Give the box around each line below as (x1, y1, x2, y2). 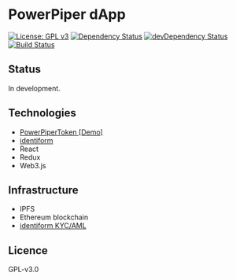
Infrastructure (8, 183, 79, 197)
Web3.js (19, 160, 46, 170)
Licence (8, 244, 49, 257)
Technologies (8, 106, 77, 120)
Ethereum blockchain (19, 212, 89, 222)
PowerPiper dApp (8, 6, 126, 24)
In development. (8, 83, 61, 93)
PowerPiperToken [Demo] (19, 127, 104, 137)
